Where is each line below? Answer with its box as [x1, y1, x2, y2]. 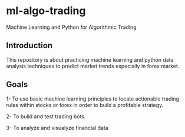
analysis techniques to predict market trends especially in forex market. [6, 62, 180, 69]
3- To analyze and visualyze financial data [6, 124, 109, 131]
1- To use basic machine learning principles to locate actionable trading [6, 95, 180, 102]
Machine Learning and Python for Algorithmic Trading [6, 24, 137, 31]
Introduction [6, 41, 53, 51]
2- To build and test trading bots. [6, 113, 86, 120]
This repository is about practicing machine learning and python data [6, 56, 174, 63]
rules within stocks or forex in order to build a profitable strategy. [6, 101, 164, 108]
